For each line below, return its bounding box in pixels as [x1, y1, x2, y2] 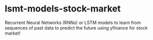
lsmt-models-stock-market [5, 3, 121, 14]
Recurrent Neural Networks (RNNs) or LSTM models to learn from [5, 19, 141, 25]
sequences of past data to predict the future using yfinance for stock [5, 24, 148, 30]
